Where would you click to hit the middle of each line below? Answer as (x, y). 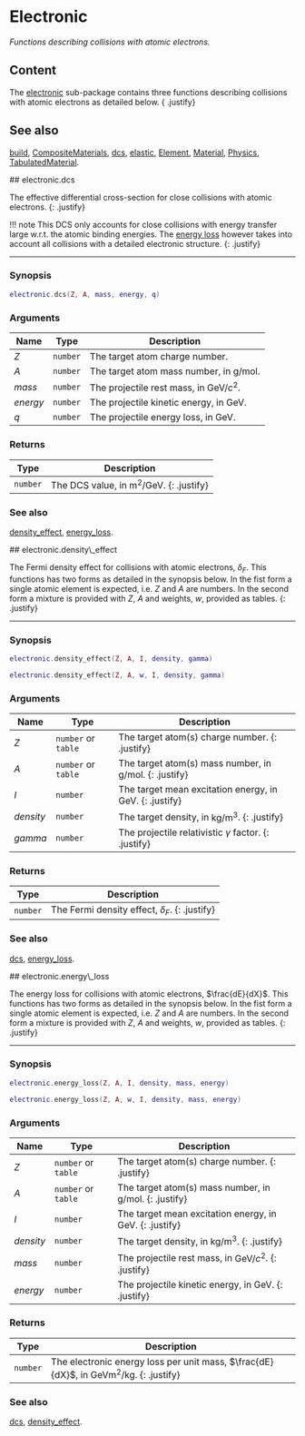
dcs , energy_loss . (42, 959)
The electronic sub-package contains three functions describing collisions (148, 92)
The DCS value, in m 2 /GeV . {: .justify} (130, 484)
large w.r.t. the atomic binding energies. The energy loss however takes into (151, 234)
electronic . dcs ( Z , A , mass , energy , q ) (85, 294)
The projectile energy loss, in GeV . (162, 418)
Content (33, 70)
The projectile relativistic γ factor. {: (194, 832)
